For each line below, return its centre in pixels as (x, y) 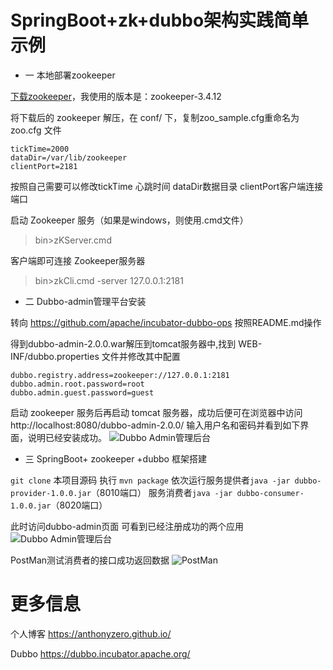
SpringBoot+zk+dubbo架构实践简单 (160, 20)
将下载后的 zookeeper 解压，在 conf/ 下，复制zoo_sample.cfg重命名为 (155, 117)
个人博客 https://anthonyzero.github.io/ (91, 633)
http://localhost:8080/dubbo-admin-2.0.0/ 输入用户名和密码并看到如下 (155, 425)
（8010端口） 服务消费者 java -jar (161, 492)
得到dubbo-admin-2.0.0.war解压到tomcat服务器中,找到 (123, 343)
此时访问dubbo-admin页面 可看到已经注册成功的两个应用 (127, 526)
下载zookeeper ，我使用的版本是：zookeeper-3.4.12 (116, 96)
